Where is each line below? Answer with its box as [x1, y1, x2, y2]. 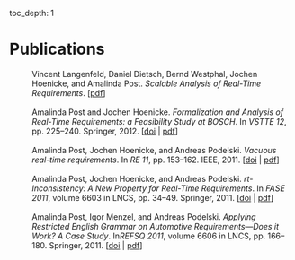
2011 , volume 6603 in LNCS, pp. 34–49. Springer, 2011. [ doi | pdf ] [31, 192, 274, 203]
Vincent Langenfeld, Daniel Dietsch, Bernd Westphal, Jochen [31, 68, 258, 79]
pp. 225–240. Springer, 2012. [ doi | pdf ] [31, 126, 178, 136]
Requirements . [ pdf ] [31, 87, 106, 98]
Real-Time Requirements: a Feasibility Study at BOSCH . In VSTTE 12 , [31, 116, 287, 126]
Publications [9, 39, 105, 59]
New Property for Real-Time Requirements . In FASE [94, 183, 285, 194]
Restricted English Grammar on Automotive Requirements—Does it [31, 221, 279, 231]
